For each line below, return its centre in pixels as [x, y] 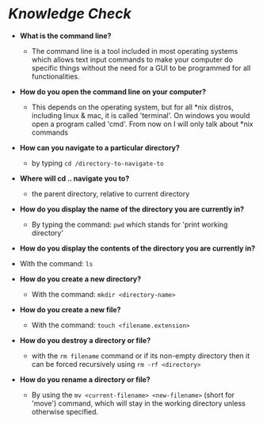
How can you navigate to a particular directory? [100, 147]
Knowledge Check [70, 14]
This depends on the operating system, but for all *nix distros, [132, 107]
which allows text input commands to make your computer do [132, 59]
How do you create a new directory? [80, 279]
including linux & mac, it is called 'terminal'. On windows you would [141, 115]
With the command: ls [56, 263]
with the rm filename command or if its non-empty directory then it [141, 355]
